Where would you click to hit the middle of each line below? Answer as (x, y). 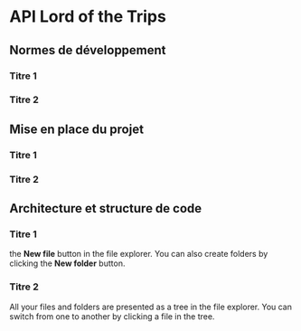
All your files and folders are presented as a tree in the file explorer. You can (150, 307)
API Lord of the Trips (88, 17)
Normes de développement (88, 50)
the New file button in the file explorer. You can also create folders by (139, 254)
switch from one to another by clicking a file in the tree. (112, 316)
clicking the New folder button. (67, 263)
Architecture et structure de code (106, 208)
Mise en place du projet (77, 129)
